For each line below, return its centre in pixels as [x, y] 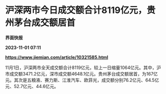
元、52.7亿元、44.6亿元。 [32, 86]
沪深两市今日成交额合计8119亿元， [76, 10]
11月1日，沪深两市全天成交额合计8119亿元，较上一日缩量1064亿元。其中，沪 [83, 67]
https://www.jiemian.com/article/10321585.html [57, 57]
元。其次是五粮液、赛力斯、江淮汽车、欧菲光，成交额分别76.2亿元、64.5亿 [82, 80]
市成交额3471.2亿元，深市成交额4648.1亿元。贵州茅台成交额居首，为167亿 [81, 73]
